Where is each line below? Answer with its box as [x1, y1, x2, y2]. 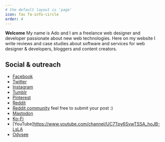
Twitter [12, 79, 27, 85]
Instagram [12, 84, 33, 90]
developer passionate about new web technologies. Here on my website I [5, 35, 156, 41]
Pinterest [12, 95, 31, 101]
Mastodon [12, 110, 33, 117]
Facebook [12, 73, 33, 79]
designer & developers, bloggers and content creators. [5, 46, 117, 52]
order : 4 [5, 16, 23, 21]
